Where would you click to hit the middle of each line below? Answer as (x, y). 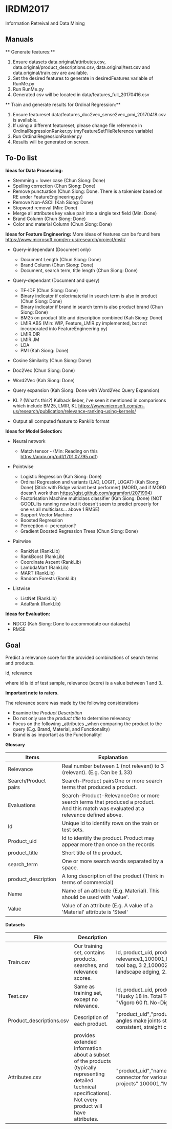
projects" (127, 1084)
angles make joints (138, 1020)
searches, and (91, 965)
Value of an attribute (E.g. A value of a (107, 906)
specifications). (93, 1094)
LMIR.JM (30, 339)
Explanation (113, 758)
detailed (84, 1081)
